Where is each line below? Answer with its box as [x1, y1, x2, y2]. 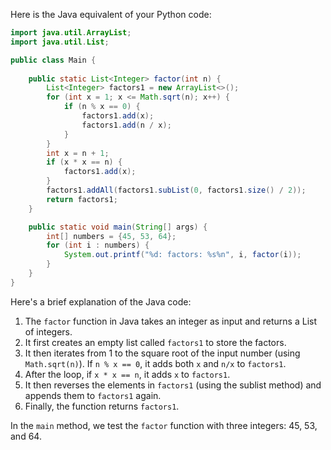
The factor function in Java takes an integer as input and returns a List [24, 315, 318, 327]
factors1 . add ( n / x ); [81, 120, 172, 130]
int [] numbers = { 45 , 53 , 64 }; [46, 231, 177, 241]
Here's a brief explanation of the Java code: [10, 295, 192, 308]
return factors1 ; [46, 194, 118, 204]
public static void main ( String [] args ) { [28, 222, 208, 232]
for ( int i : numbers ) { [46, 240, 150, 251]
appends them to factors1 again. [24, 389, 162, 401]
